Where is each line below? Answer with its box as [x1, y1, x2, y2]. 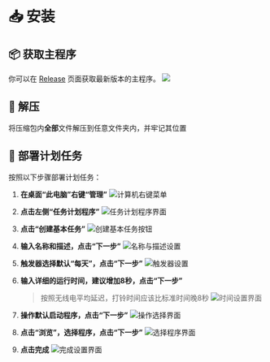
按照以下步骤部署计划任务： [8, 172, 102, 182]
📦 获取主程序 [8, 47, 77, 61]
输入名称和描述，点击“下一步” [20, 241, 121, 251]
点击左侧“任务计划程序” [20, 206, 100, 216]
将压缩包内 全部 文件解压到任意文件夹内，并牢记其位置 [8, 123, 187, 132]
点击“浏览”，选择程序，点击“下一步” [20, 327, 143, 337]
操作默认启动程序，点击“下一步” [20, 310, 128, 320]
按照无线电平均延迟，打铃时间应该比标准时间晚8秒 [40, 293, 210, 303]
